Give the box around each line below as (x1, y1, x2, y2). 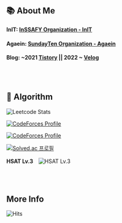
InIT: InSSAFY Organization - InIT (6, 26, 93, 33)
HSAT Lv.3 (6, 157, 34, 165)
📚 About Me (6, 6, 55, 16)
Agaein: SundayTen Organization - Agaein (6, 40, 116, 47)
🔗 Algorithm (6, 92, 53, 102)
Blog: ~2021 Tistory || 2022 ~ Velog (6, 54, 99, 61)
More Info (6, 194, 44, 204)
